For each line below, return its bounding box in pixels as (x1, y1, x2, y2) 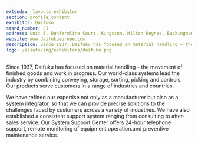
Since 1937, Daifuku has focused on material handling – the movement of (6, 63, 183, 70)
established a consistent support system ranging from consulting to (6, 112, 170, 119)
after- (171, 112, 186, 119)
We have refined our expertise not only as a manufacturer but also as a (6, 93, 179, 100)
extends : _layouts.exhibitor (6, 8, 78, 15)
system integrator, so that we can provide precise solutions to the (6, 100, 165, 107)
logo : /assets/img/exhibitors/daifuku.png (6, 47, 112, 53)
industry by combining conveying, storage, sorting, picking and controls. (6, 76, 183, 83)
